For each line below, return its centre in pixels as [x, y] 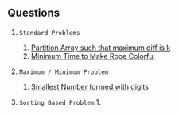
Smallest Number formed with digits [89, 86]
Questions [34, 13]
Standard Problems [49, 33]
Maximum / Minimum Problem [64, 72]
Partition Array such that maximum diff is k [101, 48]
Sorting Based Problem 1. [60, 102]
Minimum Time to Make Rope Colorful [93, 56]
